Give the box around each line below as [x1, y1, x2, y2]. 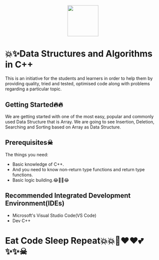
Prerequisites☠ [5, 138, 53, 147]
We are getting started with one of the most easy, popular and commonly [5, 113, 154, 119]
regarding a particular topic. [5, 86, 62, 92]
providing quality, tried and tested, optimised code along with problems [5, 81, 150, 87]
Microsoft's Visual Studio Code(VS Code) [12, 212, 97, 218]
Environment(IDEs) [5, 199, 65, 208]
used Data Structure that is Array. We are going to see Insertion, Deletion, [5, 119, 155, 125]
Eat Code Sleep [5, 235, 69, 246]
